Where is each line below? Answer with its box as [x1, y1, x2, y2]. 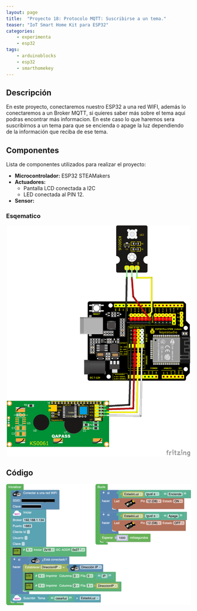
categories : [6, 28, 35, 34]
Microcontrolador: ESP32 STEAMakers [14, 172, 110, 179]
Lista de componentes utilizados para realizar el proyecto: [6, 161, 147, 168]
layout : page [6, 9, 38, 15]
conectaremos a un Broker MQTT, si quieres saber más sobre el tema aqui [6, 109, 186, 117]
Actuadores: [14, 179, 46, 186]
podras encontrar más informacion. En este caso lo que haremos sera [6, 116, 175, 123]
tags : [6, 47, 19, 53]
